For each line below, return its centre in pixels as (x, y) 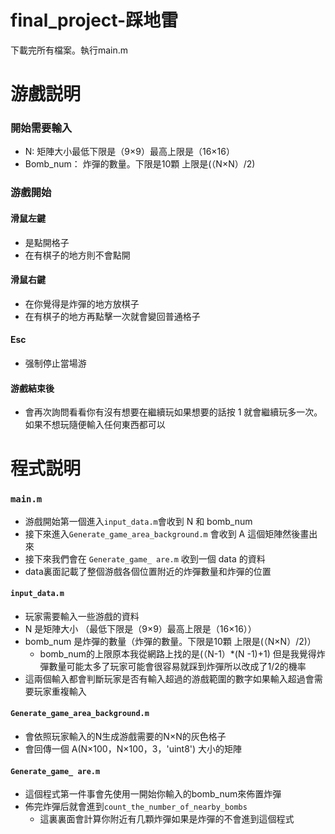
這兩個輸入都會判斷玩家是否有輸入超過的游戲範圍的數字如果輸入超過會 (169, 678)
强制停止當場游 (55, 363)
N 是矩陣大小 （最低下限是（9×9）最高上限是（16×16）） (140, 628)
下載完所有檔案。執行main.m (69, 50)
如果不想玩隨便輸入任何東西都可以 (95, 425)
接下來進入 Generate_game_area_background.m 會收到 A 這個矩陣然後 (162, 533)
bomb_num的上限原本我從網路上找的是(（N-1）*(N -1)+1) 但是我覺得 (178, 653)
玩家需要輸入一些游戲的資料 (82, 616)
